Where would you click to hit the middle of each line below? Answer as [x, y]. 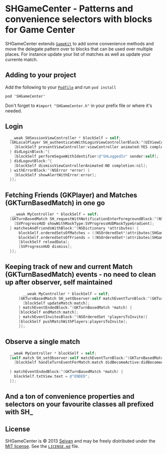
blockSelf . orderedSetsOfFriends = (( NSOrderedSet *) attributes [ [85, 237]
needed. [14, 111]
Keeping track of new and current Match [69, 267]
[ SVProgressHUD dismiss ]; [45, 247]
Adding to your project [41, 75]
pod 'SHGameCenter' [25, 96]
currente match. [22, 59]
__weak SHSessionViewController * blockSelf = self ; [65, 138]
